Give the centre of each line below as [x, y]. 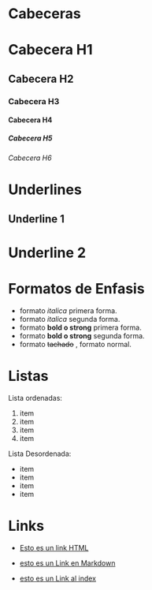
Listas [28, 376]
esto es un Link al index [58, 578]
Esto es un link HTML [54, 547]
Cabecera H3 [34, 101]
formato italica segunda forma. [70, 319]
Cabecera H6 [30, 158]
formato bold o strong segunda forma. [82, 335]
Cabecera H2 [41, 78]
